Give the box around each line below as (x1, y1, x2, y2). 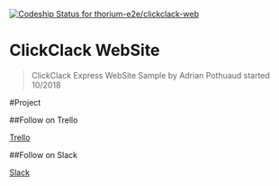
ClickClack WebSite (9, 41, 160, 60)
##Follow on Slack (9, 149, 78, 160)
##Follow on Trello (9, 114, 78, 126)
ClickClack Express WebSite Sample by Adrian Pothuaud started (31, 70, 270, 80)
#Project (9, 97, 41, 107)
